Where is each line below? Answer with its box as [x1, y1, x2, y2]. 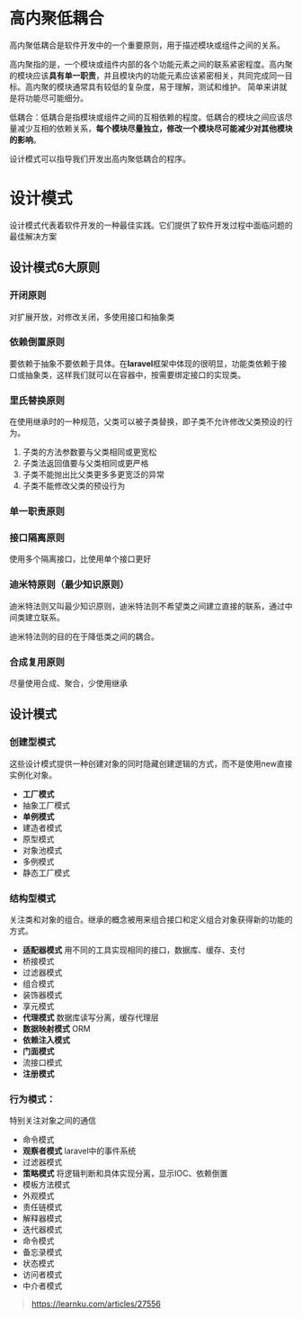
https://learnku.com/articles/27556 [31, 1298, 162, 1310]
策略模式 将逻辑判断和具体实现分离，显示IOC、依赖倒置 [22, 1168, 228, 1179]
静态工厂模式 [22, 867, 70, 878]
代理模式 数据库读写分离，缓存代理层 [22, 1012, 159, 1023]
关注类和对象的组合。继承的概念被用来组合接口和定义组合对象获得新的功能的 [9, 914, 293, 925]
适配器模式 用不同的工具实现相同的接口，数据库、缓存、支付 [22, 944, 245, 955]
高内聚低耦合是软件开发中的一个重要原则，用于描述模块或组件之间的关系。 [9, 40, 285, 50]
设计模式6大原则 [9, 260, 101, 275]
